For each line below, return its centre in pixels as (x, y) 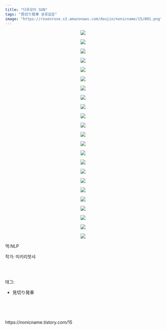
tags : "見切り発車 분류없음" (31, 14)
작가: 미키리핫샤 (21, 257)
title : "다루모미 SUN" (26, 10)
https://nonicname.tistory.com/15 (39, 322)
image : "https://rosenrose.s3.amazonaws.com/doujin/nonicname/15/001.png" (84, 19)
